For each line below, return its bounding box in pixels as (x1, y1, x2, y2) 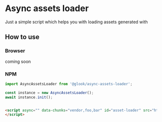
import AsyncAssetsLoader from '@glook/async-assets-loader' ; (5, 81, 133, 86)
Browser (5, 47, 26, 54)
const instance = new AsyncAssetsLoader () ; (5, 90, 94, 95)
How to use (5, 33, 40, 41)
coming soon (5, 59, 31, 64)
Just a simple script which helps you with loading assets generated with (5, 19, 148, 25)
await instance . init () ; (5, 95, 53, 100)
